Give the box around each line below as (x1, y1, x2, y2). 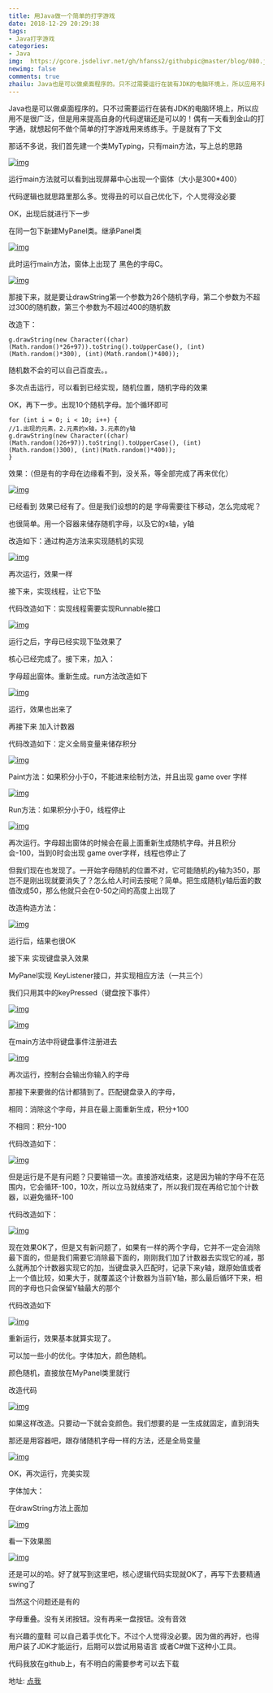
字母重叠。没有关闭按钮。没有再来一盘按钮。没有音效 (8, 1613, 187, 1623)
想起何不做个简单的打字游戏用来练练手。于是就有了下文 (36, 124, 222, 133)
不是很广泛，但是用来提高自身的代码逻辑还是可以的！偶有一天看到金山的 (15, 113, 258, 123)
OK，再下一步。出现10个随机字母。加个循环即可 (8, 399, 169, 409)
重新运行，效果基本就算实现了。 (8, 1333, 115, 1343)
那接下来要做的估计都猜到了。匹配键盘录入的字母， (8, 1086, 180, 1096)
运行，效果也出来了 (8, 704, 73, 714)
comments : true (8, 72, 60, 81)
